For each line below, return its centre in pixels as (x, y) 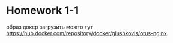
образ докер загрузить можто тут (50, 27)
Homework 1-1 (43, 10)
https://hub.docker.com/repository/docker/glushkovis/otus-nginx (86, 33)
